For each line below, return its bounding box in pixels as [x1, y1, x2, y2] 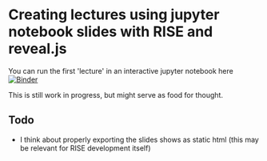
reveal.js [8, 40, 67, 58]
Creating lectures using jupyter [8, 6, 220, 24]
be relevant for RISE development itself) [19, 143, 151, 153]
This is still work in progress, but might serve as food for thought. [8, 90, 224, 99]
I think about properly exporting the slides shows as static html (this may [19, 135, 260, 144]
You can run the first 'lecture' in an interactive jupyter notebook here [8, 66, 233, 75]
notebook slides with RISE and [8, 22, 213, 41]
